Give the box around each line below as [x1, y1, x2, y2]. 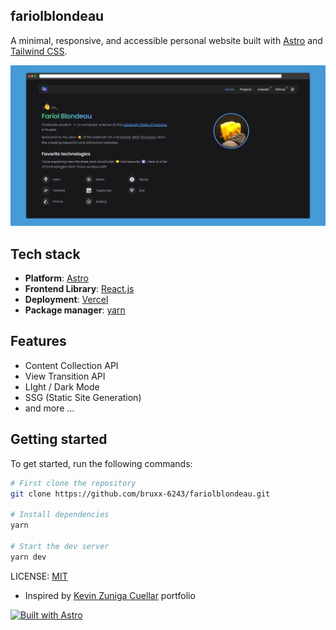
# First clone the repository [10, 478, 137, 488]
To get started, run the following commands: [10, 457, 193, 469]
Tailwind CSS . [10, 45, 68, 57]
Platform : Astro [24, 272, 89, 284]
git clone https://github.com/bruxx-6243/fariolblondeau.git [10, 489, 271, 499]
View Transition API [24, 370, 106, 382]
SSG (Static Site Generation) [24, 391, 142, 403]
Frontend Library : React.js [24, 283, 135, 295]
